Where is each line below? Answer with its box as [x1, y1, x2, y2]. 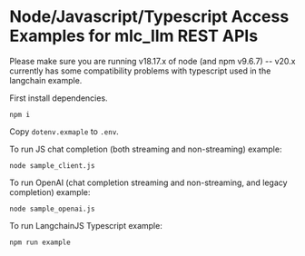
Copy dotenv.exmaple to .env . [9, 125, 120, 137]
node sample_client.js [9, 161, 95, 170]
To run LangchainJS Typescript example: [9, 220, 163, 231]
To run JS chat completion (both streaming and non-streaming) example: [9, 143, 282, 154]
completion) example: [9, 186, 91, 197]
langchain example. [9, 74, 83, 85]
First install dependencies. [9, 93, 108, 103]
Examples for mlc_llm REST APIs [9, 25, 259, 46]
